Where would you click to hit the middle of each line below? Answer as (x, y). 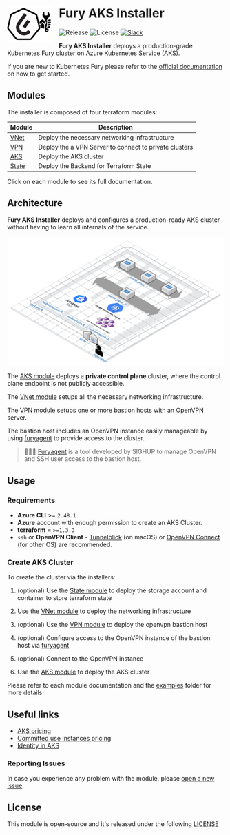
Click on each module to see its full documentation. (80, 181)
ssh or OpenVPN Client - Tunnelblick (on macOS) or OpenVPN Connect (118, 537)
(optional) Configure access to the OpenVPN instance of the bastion (114, 638)
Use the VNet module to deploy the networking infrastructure (104, 611)
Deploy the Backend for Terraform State (95, 166)
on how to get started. (39, 74)
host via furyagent (43, 646)
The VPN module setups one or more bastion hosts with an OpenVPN (106, 410)
